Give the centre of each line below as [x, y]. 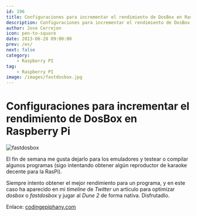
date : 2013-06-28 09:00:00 [39, 39]
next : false [21, 50]
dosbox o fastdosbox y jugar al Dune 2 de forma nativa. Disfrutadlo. [88, 195]
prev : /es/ [19, 45]
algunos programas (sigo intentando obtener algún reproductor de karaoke [97, 165]
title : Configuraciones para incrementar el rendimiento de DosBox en [94, 17]
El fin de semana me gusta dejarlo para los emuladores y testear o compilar [97, 159]
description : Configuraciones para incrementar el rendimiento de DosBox [98, 22]
